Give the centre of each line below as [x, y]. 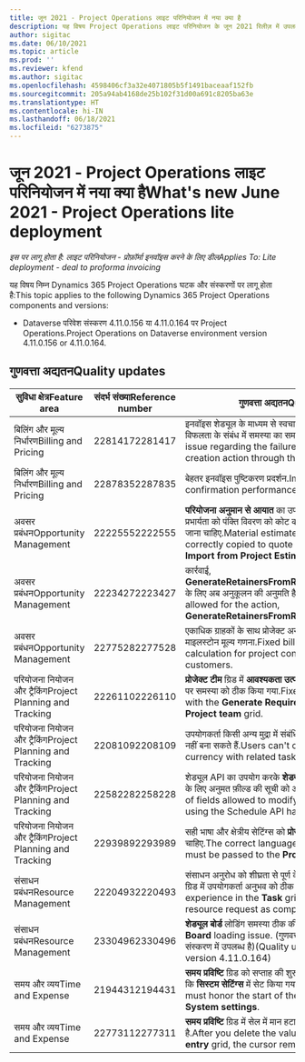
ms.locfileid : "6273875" [56, 128]
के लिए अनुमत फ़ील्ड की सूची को [237, 788]
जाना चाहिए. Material [221, 533]
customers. [209, 665]
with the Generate [224, 702]
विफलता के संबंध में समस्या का [234, 435]
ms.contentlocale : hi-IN [56, 111]
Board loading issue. [229, 935]
